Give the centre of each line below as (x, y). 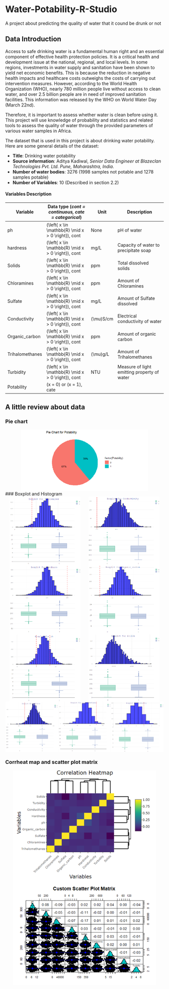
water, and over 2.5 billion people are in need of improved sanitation (76, 94)
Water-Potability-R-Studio (61, 9)
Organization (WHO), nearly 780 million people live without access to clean (83, 89)
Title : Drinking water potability (44, 155)
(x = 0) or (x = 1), (64, 384)
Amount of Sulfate (136, 298)
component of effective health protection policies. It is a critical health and (82, 57)
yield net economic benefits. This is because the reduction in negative (78, 73)
